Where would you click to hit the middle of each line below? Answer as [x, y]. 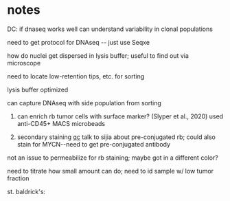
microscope [24, 63]
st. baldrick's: [26, 191]
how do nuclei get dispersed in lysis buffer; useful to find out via [98, 55]
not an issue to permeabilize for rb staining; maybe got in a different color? [113, 158]
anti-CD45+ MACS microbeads [61, 123]
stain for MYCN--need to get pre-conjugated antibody [93, 144]
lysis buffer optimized [38, 89]
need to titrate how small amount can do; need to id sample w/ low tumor [111, 171]
